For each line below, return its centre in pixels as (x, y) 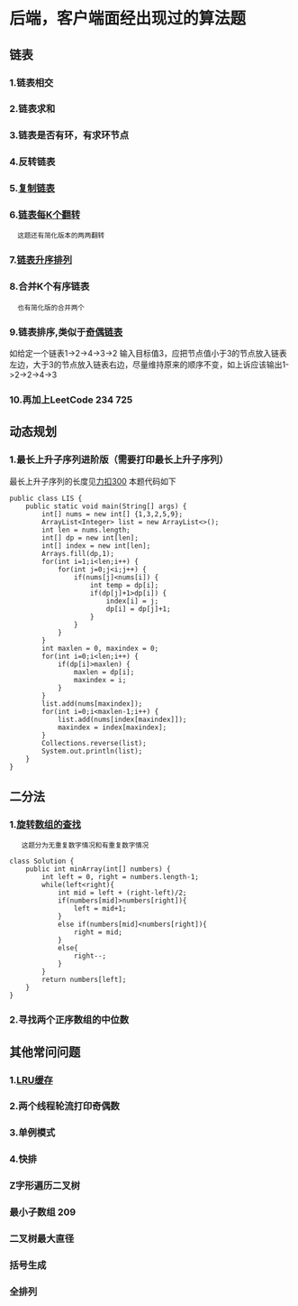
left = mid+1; (100, 909)
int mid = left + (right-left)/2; (122, 893)
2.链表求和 (32, 109)
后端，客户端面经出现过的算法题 (128, 19)
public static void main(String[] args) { (106, 506)
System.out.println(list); (92, 751)
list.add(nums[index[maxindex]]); (122, 719)
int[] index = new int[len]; (96, 546)
